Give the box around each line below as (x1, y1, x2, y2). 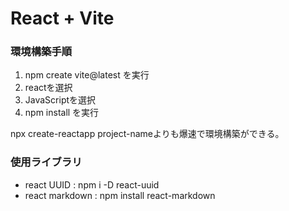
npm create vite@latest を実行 (24, 69, 150, 81)
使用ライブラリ (10, 155, 83, 169)
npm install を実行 (24, 107, 100, 119)
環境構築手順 (10, 45, 73, 59)
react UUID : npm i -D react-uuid (24, 178, 160, 191)
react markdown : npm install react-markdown (24, 189, 216, 201)
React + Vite (10, 7, 115, 30)
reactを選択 (24, 82, 73, 94)
